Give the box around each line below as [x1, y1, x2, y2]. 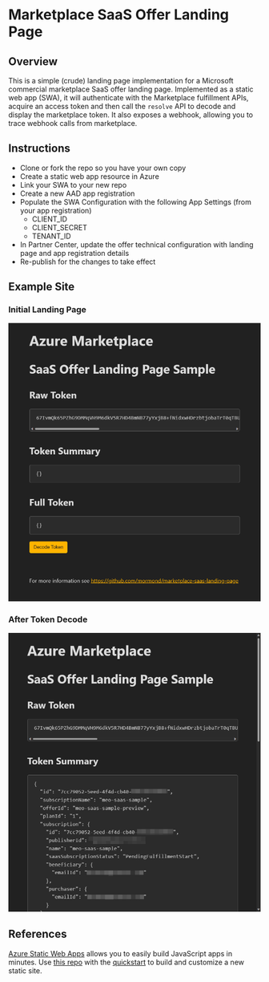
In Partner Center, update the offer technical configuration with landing [19, 239, 254, 250]
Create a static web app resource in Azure [19, 171, 160, 181]
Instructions [8, 142, 70, 156]
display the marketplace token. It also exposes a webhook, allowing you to [8, 110, 254, 120]
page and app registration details [19, 248, 130, 258]
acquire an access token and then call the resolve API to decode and [8, 102, 236, 111]
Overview [8, 55, 58, 68]
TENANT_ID [31, 231, 71, 241]
